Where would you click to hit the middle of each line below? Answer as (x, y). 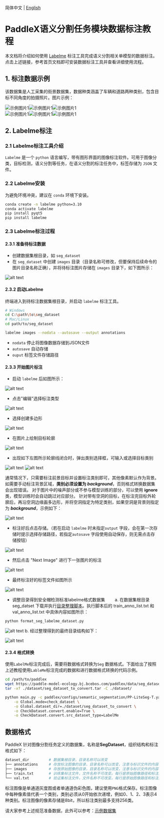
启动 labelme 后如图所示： (38, 379)
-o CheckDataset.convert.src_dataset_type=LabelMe (66, 716)
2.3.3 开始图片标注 (24, 367)
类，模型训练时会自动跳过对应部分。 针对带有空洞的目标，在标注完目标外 (78, 496)
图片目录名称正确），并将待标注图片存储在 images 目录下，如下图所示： (83, 268)
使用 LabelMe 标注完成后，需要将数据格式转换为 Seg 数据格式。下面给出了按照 (81, 664)
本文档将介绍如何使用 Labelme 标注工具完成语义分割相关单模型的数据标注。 (81, 56)
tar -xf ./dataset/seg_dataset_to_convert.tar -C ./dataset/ (69, 689)
